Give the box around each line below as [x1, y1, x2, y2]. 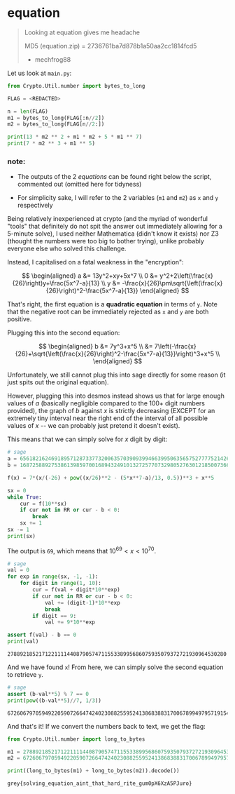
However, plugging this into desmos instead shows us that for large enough [7, 391, 225, 401]
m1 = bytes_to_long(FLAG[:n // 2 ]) [7, 114, 105, 121]
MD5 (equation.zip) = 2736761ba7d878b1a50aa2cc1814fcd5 [24, 41, 197, 50]
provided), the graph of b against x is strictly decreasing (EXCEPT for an [7, 407, 215, 415]
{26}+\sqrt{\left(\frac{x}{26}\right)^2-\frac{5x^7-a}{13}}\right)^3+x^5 [15, 349, 215, 358]
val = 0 [7, 567, 30, 574]
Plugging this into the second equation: [7, 328, 120, 337]
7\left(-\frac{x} [154, 342, 197, 351]
